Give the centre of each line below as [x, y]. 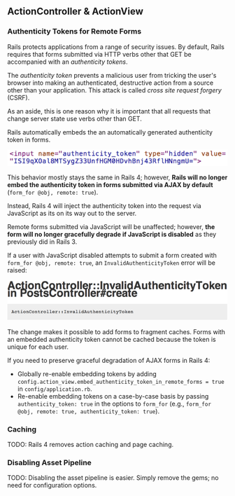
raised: [17, 270]
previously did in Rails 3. [42, 242]
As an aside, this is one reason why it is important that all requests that [109, 111]
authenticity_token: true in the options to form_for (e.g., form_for [114, 404]
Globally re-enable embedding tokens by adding [87, 373]
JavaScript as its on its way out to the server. [72, 214]
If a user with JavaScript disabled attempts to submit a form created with [112, 256]
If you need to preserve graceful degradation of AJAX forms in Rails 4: [109, 360]
